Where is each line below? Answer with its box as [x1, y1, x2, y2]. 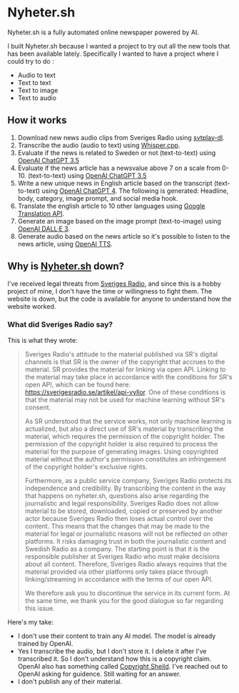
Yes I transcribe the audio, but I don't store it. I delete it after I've [17, 647, 207, 655]
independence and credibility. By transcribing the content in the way [24, 484, 226, 492]
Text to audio [17, 94, 57, 102]
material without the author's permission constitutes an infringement [24, 454, 227, 463]
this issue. [24, 604, 56, 612]
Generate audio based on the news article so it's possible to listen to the [17, 231, 230, 240]
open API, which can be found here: [24, 380, 131, 389]
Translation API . [17, 209, 65, 218]
